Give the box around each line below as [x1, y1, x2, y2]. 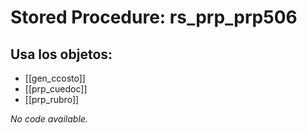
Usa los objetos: [10, 46, 113, 63]
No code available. [10, 113, 88, 125]
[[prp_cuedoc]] [24, 83, 88, 95]
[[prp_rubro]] [24, 94, 80, 105]
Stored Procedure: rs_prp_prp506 [10, 6, 298, 29]
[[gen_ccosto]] [24, 72, 86, 84]
